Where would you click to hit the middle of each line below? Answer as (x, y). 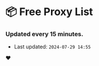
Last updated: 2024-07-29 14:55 (52, 47)
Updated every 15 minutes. (45, 34)
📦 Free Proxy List (49, 12)
